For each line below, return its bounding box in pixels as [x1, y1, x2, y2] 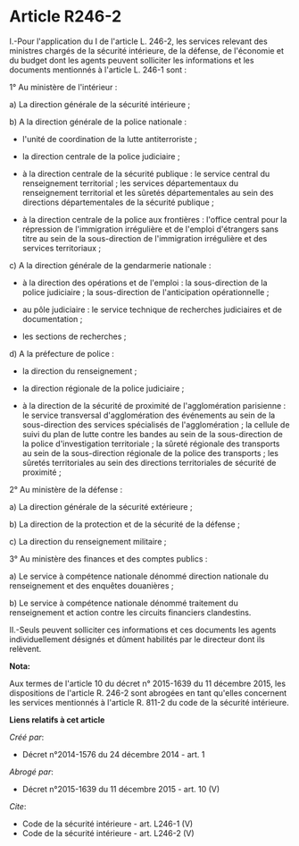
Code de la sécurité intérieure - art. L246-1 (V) [21, 818, 194, 829]
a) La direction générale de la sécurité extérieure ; [9, 501, 194, 512]
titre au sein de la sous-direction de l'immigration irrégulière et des [21, 233, 268, 243]
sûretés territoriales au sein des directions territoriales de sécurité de [21, 457, 277, 468]
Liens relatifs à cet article [9, 714, 105, 725]
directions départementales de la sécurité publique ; [21, 197, 214, 207]
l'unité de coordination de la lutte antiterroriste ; [21, 133, 198, 144]
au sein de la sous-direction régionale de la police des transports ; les [21, 447, 279, 458]
